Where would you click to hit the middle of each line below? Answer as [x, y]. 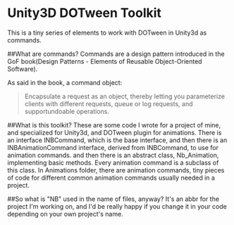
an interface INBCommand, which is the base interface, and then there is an [117, 140]
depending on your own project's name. [65, 214]
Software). [23, 69]
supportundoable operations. [67, 111]
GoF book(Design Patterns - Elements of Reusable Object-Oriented [105, 61]
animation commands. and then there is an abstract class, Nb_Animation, [113, 155]
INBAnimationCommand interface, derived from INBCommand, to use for [113, 147]
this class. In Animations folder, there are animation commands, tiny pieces [116, 170]
